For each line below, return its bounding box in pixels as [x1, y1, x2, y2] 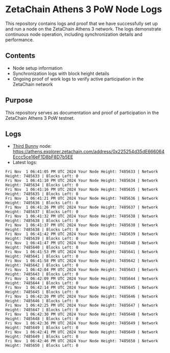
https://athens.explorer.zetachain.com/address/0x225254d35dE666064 [12, 149, 164, 155]
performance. [5, 37, 34, 43]
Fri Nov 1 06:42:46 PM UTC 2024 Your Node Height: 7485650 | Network [5, 339, 158, 344]
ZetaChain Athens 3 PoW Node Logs [5, 4, 162, 15]
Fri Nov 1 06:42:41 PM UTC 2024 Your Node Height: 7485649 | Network [5, 330, 158, 335]
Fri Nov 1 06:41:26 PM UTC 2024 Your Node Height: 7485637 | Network [5, 205, 158, 210]
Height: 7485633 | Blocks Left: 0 [5, 174, 79, 179]
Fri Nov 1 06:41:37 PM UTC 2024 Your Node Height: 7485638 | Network [5, 223, 158, 228]
